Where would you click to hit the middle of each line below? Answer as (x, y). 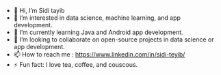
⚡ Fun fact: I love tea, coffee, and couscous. (76, 64)
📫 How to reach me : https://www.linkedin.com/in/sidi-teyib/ (99, 54)
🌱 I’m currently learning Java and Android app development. (98, 32)
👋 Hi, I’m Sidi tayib (39, 11)
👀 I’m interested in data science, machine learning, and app (97, 18)
